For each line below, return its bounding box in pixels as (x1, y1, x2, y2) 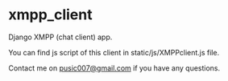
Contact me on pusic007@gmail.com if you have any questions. (8, 63, 221, 73)
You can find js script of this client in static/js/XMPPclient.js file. (8, 47, 220, 57)
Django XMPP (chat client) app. (8, 32, 113, 42)
